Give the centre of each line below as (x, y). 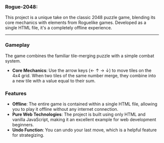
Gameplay (18, 45)
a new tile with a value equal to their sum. (54, 81)
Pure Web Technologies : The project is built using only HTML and (79, 114)
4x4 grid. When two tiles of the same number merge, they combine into (84, 75)
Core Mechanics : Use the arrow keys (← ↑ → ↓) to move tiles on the (82, 70)
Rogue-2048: (21, 7)
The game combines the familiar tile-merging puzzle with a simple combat (80, 56)
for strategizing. (28, 135)
